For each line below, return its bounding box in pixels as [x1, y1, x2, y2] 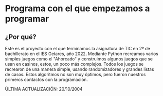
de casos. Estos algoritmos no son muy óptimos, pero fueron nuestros [5, 72, 146, 77]
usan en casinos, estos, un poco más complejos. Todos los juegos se [5, 61, 144, 67]
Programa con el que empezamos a [5, 3, 150, 14]
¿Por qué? [5, 33, 36, 41]
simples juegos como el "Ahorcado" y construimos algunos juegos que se [5, 56, 153, 61]
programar [5, 13, 49, 24]
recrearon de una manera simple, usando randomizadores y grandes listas [5, 66, 154, 72]
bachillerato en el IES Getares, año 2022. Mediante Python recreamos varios [5, 51, 159, 57]
